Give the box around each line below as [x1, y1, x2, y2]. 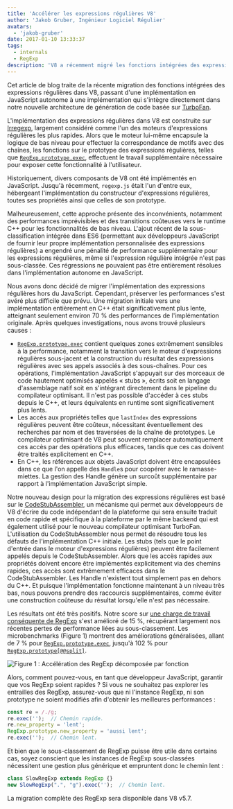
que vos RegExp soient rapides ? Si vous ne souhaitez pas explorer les [7, 680, 209, 688]
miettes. [17, 472, 41, 480]
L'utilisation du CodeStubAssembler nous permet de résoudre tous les [7, 530, 207, 538]
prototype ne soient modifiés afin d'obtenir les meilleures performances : [7, 695, 216, 704]
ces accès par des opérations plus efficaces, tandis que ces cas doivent [17, 442, 224, 451]
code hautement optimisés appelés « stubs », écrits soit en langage [17, 376, 211, 385]
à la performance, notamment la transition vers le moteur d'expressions [17, 347, 222, 355]
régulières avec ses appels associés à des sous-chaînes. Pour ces [17, 361, 207, 369]
